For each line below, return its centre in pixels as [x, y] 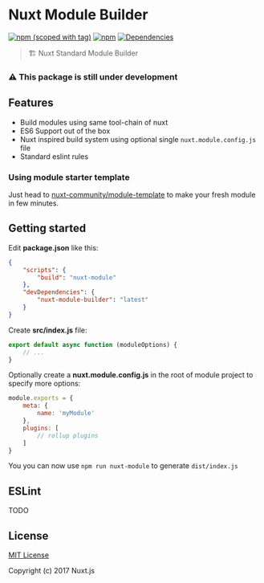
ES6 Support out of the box [65, 131]
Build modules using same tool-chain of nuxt [94, 122]
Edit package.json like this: [53, 247]
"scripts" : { [45, 270]
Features [31, 103]
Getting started [47, 228]
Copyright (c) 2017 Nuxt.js [51, 571]
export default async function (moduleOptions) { [93, 344]
